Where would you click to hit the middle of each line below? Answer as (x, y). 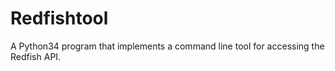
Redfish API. (36, 56)
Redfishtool (59, 18)
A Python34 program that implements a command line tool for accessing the (167, 46)
